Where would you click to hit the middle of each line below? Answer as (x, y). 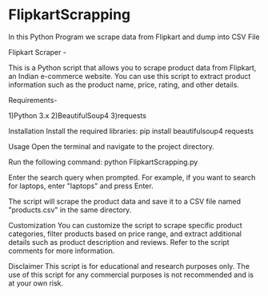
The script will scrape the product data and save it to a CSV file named (125, 201)
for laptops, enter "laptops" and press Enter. (81, 186)
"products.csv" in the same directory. (70, 210)
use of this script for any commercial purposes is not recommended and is (131, 274)
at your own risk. (36, 283)
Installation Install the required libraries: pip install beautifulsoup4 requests (131, 131)
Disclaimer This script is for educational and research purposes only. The (129, 266)
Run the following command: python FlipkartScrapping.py (103, 162)
